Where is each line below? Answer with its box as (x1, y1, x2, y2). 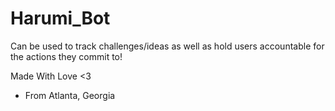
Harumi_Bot (10, 7, 111, 30)
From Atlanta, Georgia (24, 89, 116, 101)
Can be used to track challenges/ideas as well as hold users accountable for (10, 40, 325, 52)
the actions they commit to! (10, 50, 123, 62)
